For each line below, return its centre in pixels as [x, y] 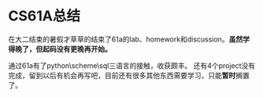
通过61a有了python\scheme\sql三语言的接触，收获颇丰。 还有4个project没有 [132, 65]
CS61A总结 [44, 16]
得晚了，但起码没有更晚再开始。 [60, 48]
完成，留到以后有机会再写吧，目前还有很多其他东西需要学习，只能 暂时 [122, 75]
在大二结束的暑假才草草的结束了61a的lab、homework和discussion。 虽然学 [129, 39]
